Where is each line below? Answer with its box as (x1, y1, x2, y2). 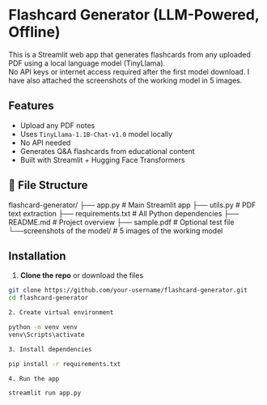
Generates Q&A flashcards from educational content (19, 146, 196, 156)
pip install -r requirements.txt (8, 360, 121, 368)
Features (8, 99, 54, 113)
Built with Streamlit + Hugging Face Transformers (19, 155, 185, 164)
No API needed (19, 138, 71, 147)
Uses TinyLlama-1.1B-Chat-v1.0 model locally (19, 129, 173, 139)
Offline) (8, 23, 61, 41)
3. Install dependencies (8, 345, 92, 353)
